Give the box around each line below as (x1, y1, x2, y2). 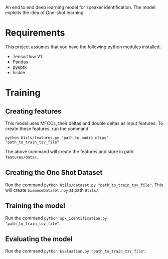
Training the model (5, 202, 65, 210)
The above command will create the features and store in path (5, 148, 134, 155)
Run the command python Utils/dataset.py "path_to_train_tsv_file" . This (5, 182, 163, 188)
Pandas (12, 59, 29, 65)
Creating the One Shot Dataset (5, 168, 103, 177)
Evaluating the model (5, 234, 73, 243)
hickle (12, 69, 25, 75)
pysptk (12, 64, 27, 70)
